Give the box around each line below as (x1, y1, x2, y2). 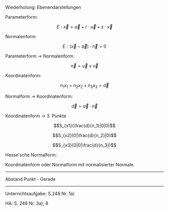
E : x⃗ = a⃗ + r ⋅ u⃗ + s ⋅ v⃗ (56, 24, 113, 30)
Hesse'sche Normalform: (5, 152, 57, 158)
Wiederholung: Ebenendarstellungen (5, 5, 81, 10)
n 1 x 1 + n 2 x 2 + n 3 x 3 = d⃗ (60, 83, 109, 90)
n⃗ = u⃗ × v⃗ (70, 63, 99, 68)
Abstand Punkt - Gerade (5, 176, 56, 182)
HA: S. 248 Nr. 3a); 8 (5, 200, 49, 206)
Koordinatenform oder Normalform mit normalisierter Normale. (5, 161, 135, 168)
